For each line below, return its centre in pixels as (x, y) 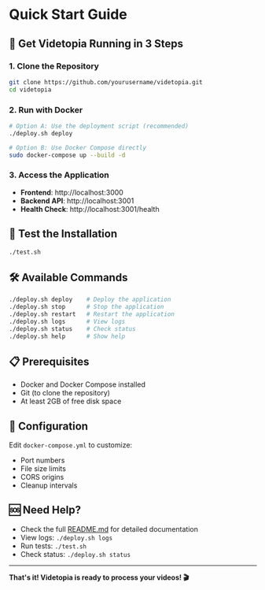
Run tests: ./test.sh (53, 546)
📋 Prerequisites (49, 361)
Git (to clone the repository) (65, 393)
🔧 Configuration (49, 426)
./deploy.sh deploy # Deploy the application (90, 300)
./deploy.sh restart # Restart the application (92, 314)
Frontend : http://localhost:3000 (72, 192)
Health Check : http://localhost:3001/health (90, 209)
